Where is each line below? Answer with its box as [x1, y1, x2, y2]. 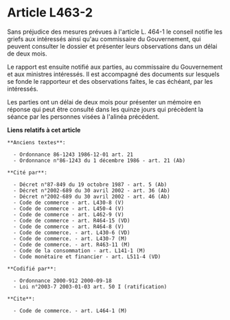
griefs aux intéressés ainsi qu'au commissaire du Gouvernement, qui [7, 34, 201, 43]
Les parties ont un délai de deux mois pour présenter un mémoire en [7, 98, 201, 106]
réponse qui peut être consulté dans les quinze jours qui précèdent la [7, 105, 204, 113]
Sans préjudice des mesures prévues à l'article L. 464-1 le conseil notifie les [7, 27, 223, 36]
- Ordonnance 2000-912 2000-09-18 [13, 277, 112, 284]
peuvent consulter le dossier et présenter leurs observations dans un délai [7, 42, 218, 50]
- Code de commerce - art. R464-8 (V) [13, 223, 125, 230]
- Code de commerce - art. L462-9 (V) [13, 211, 125, 218]
